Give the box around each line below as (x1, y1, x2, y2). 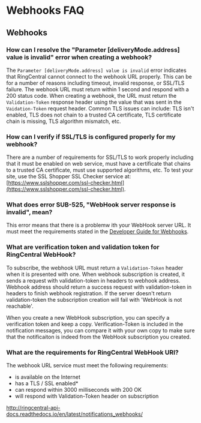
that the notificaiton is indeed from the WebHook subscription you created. (6, 333, 191, 340)
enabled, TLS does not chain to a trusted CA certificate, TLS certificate (6, 111, 182, 118)
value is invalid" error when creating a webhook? (6, 53, 152, 61)
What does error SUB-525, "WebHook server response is (6, 200, 176, 209)
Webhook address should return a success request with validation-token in (6, 283, 192, 290)
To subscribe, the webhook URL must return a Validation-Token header (6, 264, 184, 271)
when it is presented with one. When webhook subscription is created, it (6, 271, 185, 278)
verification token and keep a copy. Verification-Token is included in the (6, 320, 184, 328)
